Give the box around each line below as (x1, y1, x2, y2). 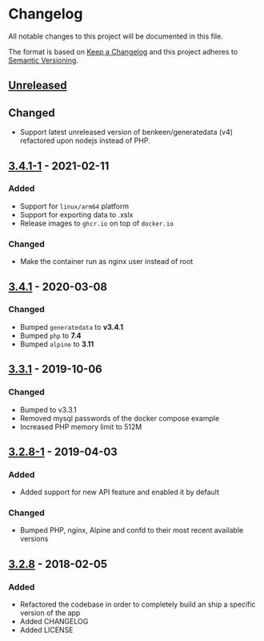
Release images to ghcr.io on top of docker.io (19, 218, 174, 228)
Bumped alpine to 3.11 (19, 339, 94, 349)
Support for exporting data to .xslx (19, 209, 134, 219)
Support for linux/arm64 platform (19, 201, 130, 211)
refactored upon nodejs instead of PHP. (19, 136, 150, 145)
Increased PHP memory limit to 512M (19, 422, 142, 432)
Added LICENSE (19, 625, 74, 635)
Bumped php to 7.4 (19, 331, 82, 340)
